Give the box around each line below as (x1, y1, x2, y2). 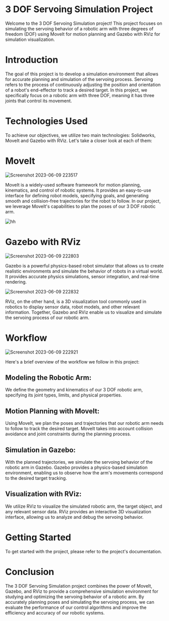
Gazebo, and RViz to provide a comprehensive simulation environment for (5, 588, 158, 594)
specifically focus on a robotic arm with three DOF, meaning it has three (5, 92, 155, 98)
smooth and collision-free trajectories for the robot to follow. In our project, (5, 198, 161, 204)
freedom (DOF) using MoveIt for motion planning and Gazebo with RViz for (5, 31, 160, 37)
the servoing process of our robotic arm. (5, 315, 90, 321)
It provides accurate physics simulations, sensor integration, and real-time (5, 273, 160, 279)
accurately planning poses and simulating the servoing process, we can (5, 599, 155, 605)
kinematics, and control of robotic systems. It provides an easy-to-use (5, 187, 151, 193)
